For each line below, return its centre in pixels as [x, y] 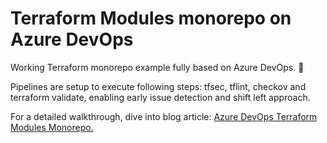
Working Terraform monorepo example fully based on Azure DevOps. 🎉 [157, 67]
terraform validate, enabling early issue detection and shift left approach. [160, 97]
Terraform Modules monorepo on [151, 18]
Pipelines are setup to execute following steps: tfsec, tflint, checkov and [158, 86]
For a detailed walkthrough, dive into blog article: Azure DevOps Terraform [164, 116]
